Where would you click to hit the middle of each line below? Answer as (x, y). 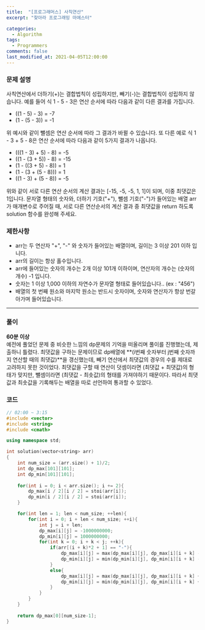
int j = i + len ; (61, 525)
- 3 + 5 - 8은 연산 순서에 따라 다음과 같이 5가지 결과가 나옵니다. (82, 140)
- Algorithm (27, 34)
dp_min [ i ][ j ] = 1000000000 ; (75, 536)
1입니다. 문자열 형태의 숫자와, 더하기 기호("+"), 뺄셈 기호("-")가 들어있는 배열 (97, 199)
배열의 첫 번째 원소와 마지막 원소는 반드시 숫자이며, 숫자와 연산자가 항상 (100, 292)
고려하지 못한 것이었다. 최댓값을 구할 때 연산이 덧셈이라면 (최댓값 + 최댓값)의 (97, 367)
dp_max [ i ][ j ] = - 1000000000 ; (76, 531)
